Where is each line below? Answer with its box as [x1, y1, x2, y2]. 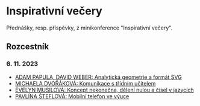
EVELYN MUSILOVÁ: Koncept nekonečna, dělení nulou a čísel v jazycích [14, 86, 194, 93]
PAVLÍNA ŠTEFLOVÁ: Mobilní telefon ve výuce [14, 92, 130, 100]
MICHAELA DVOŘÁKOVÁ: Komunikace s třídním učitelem [14, 79, 156, 87]
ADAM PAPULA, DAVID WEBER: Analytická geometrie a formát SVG [14, 73, 182, 81]
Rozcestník [6, 42, 49, 52]
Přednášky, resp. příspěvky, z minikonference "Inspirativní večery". [6, 24, 173, 31]
